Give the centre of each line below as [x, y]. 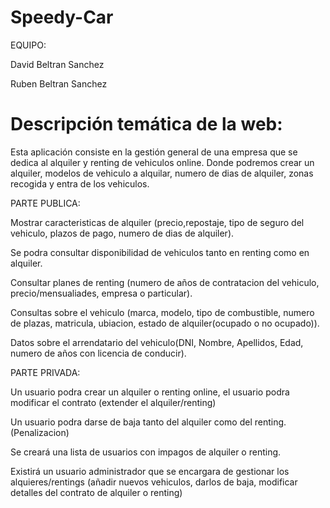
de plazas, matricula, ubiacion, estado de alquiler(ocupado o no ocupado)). [165, 323]
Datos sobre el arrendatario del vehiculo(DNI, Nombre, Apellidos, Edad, [157, 342]
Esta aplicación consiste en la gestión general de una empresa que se [154, 152]
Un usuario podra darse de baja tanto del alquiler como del [131, 422]
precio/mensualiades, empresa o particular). [101, 293]
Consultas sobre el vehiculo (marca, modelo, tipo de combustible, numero [162, 312]
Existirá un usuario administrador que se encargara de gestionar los [150, 471]
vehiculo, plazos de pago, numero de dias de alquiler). [122, 233]
